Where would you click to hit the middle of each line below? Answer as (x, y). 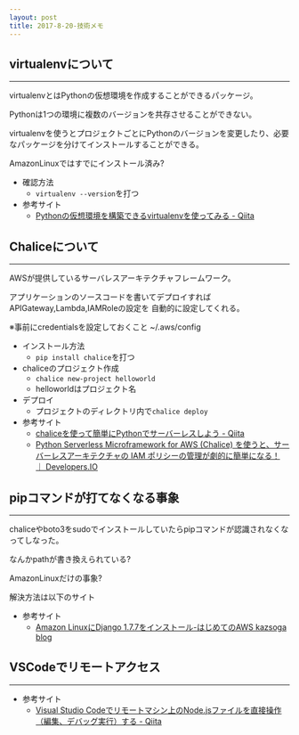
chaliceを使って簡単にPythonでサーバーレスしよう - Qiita (140, 434)
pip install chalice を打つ (85, 357)
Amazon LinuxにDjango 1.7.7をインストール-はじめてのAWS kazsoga (161, 627)
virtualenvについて (61, 64)
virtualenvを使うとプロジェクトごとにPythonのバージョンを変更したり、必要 (149, 134)
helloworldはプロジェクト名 (86, 389)
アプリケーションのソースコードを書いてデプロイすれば (110, 297)
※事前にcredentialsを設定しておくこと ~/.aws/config (105, 327)
